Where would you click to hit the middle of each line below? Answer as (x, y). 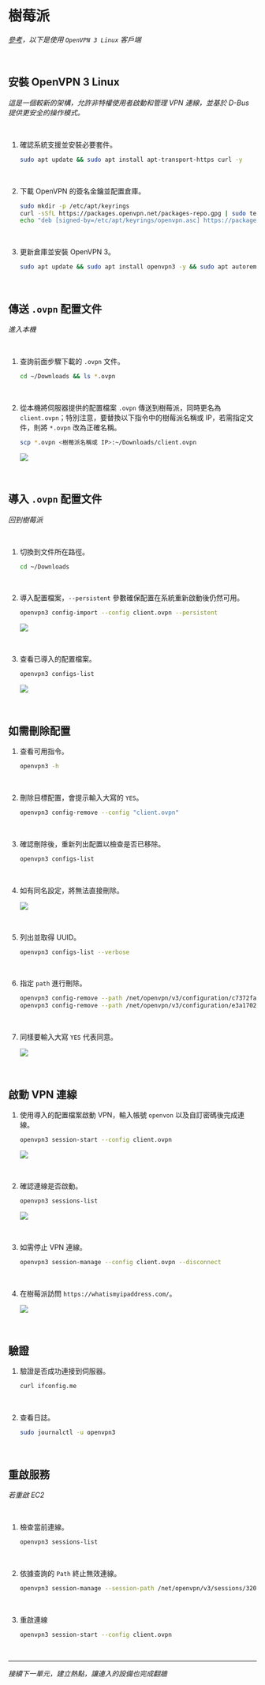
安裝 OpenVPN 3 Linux (64, 83)
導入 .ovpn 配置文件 (55, 499)
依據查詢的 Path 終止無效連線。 (70, 1573)
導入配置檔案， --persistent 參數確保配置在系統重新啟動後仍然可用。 (132, 598)
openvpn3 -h (39, 766)
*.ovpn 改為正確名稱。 (85, 427)
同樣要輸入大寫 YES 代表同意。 (69, 1037)
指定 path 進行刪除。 (53, 983)
